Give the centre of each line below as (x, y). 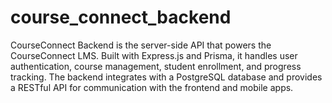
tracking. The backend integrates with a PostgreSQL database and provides (166, 77)
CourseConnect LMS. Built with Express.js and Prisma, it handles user (154, 55)
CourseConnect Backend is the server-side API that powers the (141, 45)
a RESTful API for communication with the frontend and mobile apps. (152, 87)
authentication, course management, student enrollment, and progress (156, 66)
